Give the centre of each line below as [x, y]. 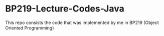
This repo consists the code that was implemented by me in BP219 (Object [82, 22]
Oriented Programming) [30, 27]
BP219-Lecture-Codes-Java [65, 9]
